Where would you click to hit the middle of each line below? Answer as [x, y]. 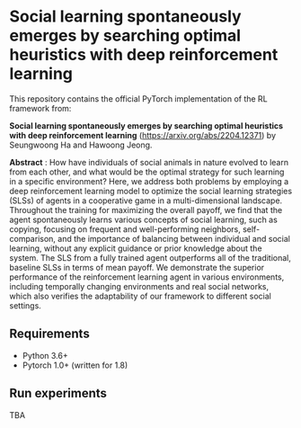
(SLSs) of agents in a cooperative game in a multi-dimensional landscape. [146, 201]
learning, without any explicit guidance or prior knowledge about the [136, 248]
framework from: [40, 108]
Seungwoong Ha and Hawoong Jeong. [81, 145]
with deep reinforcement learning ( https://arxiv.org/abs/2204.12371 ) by [143, 135]
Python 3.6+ [45, 355]
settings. [26, 305]
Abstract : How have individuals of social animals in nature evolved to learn [149, 162]
